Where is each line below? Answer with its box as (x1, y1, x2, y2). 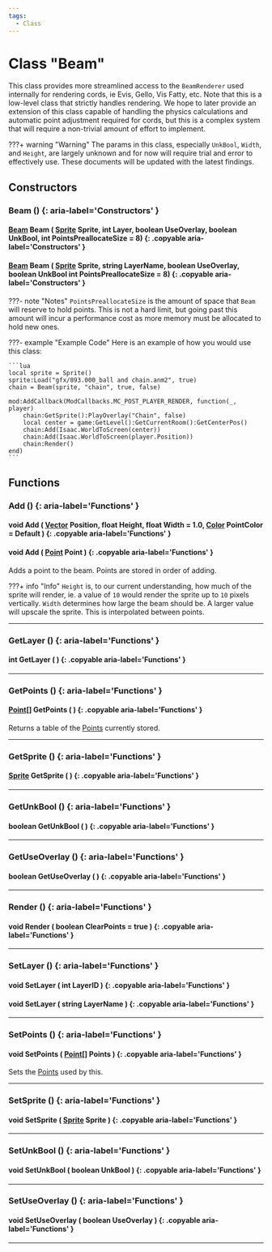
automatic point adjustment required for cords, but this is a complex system (8, 115, 261, 126)
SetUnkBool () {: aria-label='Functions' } (8, 1145, 171, 1156)
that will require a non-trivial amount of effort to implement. (8, 124, 206, 134)
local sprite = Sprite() (8, 369, 92, 377)
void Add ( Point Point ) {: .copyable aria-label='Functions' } (8, 548, 214, 558)
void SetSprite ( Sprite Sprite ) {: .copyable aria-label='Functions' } (8, 1115, 237, 1125)
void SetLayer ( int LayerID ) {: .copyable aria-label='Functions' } (8, 980, 231, 989)
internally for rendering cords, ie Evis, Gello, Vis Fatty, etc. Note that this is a (8, 90, 262, 100)
